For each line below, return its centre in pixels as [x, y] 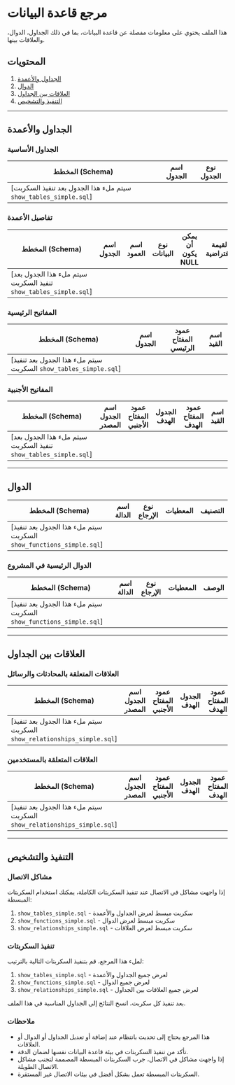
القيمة [220, 244]
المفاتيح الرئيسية [32, 312]
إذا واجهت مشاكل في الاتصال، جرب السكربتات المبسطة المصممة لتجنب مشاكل [121, 1059]
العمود [136, 253]
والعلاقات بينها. [26, 39]
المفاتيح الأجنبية [30, 389]
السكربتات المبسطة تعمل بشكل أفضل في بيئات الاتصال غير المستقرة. [108, 1074]
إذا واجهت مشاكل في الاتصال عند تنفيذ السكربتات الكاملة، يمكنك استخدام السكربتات [116, 892]
